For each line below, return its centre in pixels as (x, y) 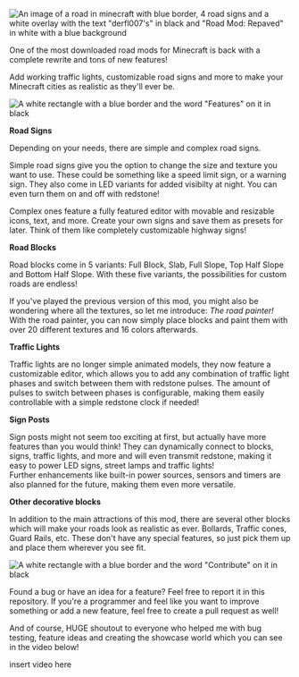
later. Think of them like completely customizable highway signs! (128, 230)
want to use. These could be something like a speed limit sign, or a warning (148, 175)
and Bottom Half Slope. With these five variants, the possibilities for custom (148, 274)
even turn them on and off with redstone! (85, 194)
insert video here (41, 664)
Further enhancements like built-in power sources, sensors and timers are (145, 475)
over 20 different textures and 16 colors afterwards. (104, 330)
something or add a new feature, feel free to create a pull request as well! (144, 611)
